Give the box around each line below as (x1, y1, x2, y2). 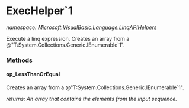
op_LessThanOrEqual (6, 71, 60, 78)
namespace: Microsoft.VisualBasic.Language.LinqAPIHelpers (6, 24, 157, 31)
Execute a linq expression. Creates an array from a (6, 35, 130, 42)
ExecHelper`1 (6, 4, 73, 18)
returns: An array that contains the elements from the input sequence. (6, 96, 178, 103)
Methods (6, 56, 33, 64)
